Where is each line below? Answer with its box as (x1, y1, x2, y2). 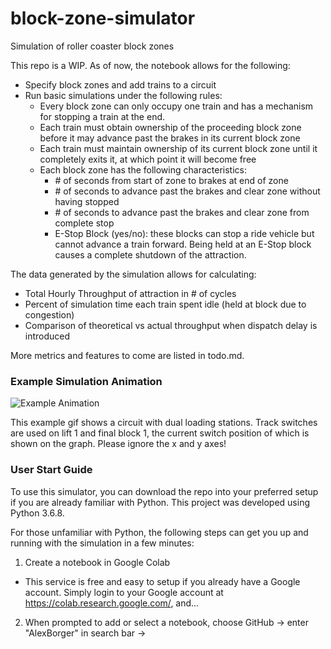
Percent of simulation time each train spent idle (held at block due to (24, 298, 307, 310)
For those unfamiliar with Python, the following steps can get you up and (10, 526, 309, 538)
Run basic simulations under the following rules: (24, 89, 223, 101)
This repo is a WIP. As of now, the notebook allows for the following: (10, 59, 291, 71)
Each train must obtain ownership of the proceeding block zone (39, 121, 302, 133)
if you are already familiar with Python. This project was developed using (10, 496, 311, 508)
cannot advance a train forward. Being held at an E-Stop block (54, 238, 312, 250)
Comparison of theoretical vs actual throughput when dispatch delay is (24, 319, 318, 331)
